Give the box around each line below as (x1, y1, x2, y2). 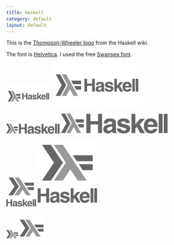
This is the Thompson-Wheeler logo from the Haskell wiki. (6, 39, 149, 46)
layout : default (6, 22, 46, 28)
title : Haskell (6, 10, 44, 15)
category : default (6, 15, 52, 22)
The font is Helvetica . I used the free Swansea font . (6, 51, 132, 58)
